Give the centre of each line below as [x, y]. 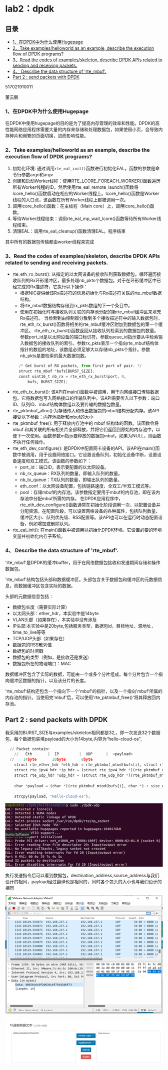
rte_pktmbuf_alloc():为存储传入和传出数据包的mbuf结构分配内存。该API [86, 411]
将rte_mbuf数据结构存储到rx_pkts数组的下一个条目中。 [76, 305]
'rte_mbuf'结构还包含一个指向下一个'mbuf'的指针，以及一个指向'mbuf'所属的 [84, 691]
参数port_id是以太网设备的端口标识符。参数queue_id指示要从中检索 [89, 337]
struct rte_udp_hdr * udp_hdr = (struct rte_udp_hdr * [71, 775]
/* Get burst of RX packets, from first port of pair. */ [80, 366]
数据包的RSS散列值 [32, 645]
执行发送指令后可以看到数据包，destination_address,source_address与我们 [82, 876]
